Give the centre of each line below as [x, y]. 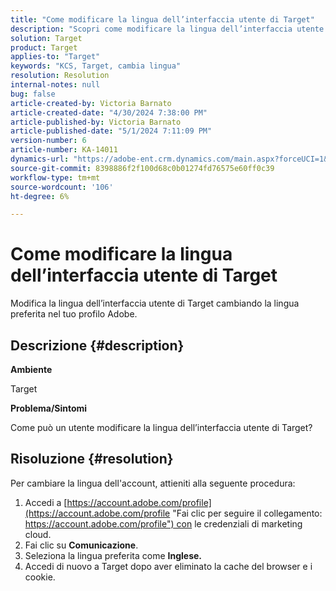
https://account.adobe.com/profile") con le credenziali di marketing [163, 523]
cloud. [38, 534]
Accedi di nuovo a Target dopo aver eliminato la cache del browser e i [168, 566]
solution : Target [46, 38]
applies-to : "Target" [55, 57]
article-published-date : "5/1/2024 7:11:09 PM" [111, 131]
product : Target [44, 47]
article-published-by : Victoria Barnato [96, 122]
